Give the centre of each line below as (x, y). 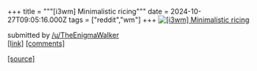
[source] (21, 59)
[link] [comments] (36, 43)
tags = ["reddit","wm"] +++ (113, 20)
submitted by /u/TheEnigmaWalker (63, 35)
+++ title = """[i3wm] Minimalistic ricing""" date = (88, 11)
